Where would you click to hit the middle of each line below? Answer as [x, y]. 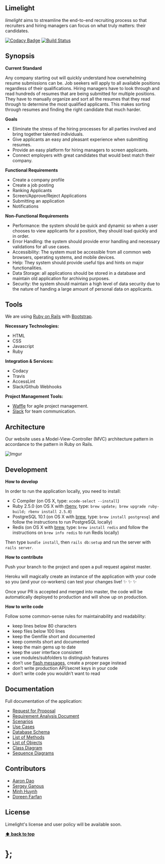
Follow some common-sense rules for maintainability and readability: [76, 616]
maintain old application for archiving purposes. [61, 278]
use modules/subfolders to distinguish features [60, 658]
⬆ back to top [20, 834]
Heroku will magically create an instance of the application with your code [81, 576]
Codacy [20, 371]
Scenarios [23, 721]
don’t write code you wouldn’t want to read [56, 673]
